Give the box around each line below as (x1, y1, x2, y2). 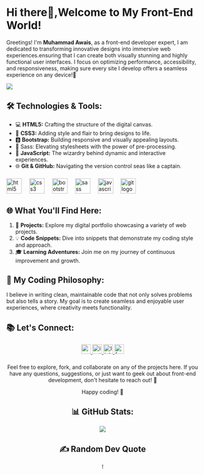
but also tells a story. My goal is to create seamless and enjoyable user (6, 297, 184, 305)
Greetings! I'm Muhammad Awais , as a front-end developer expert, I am (6, 38, 188, 46)
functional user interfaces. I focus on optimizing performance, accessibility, (6, 58, 197, 65)
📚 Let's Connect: (6, 322, 75, 333)
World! (6, 18, 42, 32)
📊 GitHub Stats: (71, 406, 134, 417)
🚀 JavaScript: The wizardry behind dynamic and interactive (15, 149, 166, 156)
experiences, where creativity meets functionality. (6, 304, 133, 311)
